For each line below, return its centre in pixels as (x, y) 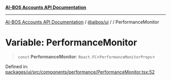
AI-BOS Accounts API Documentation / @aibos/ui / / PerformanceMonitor (82, 22)
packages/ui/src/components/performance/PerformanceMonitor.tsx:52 (80, 72)
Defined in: (17, 66)
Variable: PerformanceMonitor (71, 43)
